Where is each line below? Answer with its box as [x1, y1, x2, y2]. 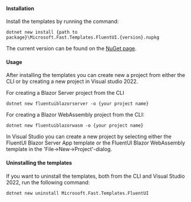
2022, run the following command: [6, 178, 90, 186]
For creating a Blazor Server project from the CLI [6, 89, 124, 97]
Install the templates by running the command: [6, 18, 119, 25]
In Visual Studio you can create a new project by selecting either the [6, 133, 172, 140]
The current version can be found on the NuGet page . [6, 45, 137, 52]
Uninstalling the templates [6, 159, 73, 166]
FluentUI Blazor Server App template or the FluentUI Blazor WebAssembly [6, 139, 186, 146]
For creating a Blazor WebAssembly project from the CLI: [6, 111, 144, 118]
